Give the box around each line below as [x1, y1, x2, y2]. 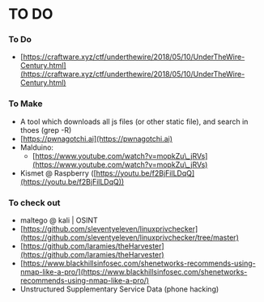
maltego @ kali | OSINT [19, 215, 99, 225]
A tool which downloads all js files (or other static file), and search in [19, 117, 249, 126]
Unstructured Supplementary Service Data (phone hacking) [19, 284, 219, 294]
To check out [8, 197, 61, 208]
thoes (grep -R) [19, 125, 72, 134]
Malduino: [19, 142, 54, 152]
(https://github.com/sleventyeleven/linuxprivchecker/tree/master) [19, 232, 239, 243]
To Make [8, 98, 43, 109]
